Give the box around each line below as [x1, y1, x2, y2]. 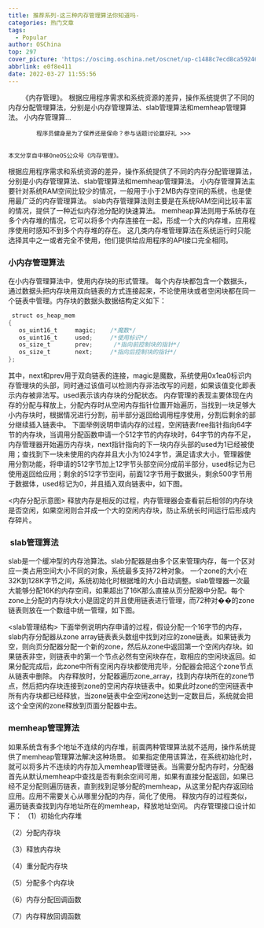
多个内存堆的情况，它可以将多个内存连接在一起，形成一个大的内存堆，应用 [8, 216, 249, 225]
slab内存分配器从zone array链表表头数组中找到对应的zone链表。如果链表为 [8, 632, 251, 641]
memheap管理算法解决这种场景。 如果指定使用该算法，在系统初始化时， [21, 752, 256, 761]
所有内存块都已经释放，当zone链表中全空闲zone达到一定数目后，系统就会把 [8, 691, 254, 701]
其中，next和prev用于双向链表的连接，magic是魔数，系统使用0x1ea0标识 [8, 371, 245, 380]
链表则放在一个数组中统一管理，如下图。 [8, 605, 139, 615]
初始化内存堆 [40, 811, 82, 820]
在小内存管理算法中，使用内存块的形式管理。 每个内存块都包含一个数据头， [8, 276, 251, 286]
